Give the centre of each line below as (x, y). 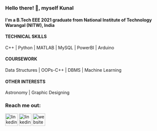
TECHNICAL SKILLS (26, 36)
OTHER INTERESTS (25, 81)
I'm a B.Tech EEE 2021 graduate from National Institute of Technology (78, 20)
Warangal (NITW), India (30, 25)
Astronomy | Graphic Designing (37, 93)
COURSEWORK (21, 59)
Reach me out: (23, 106)
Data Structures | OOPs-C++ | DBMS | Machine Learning (64, 70)
